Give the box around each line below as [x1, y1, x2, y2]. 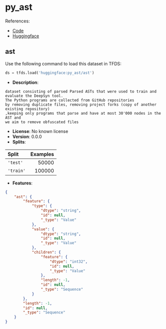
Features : [12, 180, 33, 186]
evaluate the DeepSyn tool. [5, 93, 64, 98]
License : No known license [12, 128, 69, 134]
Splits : [12, 139, 26, 145]
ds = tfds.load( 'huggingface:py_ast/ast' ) [5, 70, 94, 75]
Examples [30, 151, 55, 158]
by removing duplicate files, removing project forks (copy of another [5, 102, 157, 107]
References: [5, 18, 30, 24]
